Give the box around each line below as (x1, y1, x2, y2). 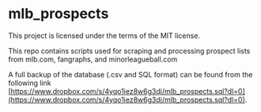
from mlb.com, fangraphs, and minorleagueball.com (8, 54, 178, 64)
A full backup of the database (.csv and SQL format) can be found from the (8, 69, 253, 79)
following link (8, 78, 51, 88)
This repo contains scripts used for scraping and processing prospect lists (8, 46, 251, 55)
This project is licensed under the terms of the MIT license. (8, 31, 200, 40)
